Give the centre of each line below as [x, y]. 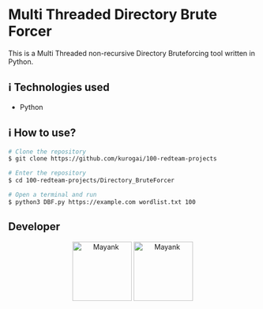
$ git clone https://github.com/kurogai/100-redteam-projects [113, 159]
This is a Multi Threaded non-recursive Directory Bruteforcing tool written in [131, 53]
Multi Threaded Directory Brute [113, 15]
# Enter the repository [47, 173]
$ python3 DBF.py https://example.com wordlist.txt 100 [102, 202]
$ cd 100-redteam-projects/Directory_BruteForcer [92, 181]
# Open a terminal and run [53, 195]
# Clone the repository [47, 152]
